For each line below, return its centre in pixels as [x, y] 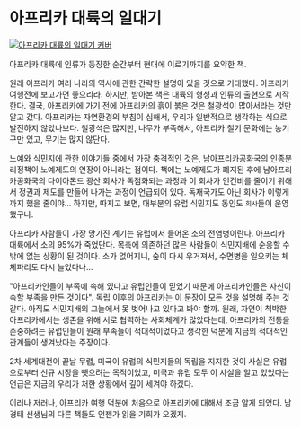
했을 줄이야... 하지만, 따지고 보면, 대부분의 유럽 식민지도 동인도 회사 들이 [149, 203]
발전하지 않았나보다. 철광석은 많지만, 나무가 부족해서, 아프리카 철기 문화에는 [141, 127]
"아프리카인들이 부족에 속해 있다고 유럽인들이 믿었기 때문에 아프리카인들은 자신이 [150, 286]
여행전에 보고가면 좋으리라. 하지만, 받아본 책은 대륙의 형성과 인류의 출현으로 [141, 94]
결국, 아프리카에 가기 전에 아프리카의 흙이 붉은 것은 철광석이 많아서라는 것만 [160, 105]
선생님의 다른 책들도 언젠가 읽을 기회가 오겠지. [106, 414]
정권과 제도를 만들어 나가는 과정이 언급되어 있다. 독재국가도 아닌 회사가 [142, 192]
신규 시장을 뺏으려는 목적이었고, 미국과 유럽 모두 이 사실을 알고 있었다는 [165, 372]
